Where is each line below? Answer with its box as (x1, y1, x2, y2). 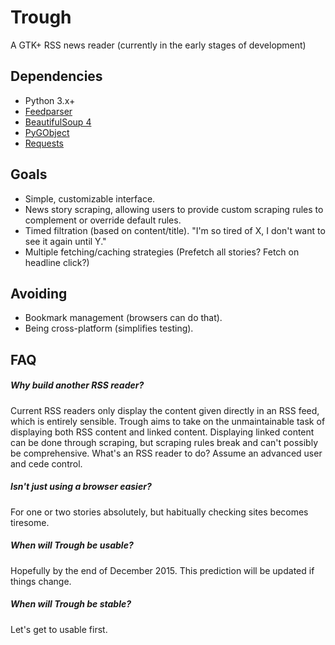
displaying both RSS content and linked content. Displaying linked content (10, 426, 315, 438)
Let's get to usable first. (10, 623, 108, 635)
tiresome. (10, 516, 50, 528)
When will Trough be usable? (10, 539, 134, 551)
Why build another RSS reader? (10, 379, 145, 391)
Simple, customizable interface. (24, 192, 156, 205)
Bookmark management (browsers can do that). (24, 312, 223, 324)
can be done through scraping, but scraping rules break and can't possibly (10, 436, 319, 448)
